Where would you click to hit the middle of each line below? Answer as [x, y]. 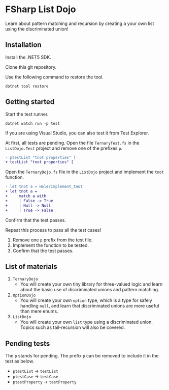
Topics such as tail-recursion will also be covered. [73, 327]
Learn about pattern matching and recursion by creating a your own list [80, 23]
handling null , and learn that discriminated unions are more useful [90, 306]
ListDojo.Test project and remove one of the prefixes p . [64, 148]
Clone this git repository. [31, 67]
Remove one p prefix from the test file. [53, 240]
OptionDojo [24, 296]
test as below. [20, 361]
